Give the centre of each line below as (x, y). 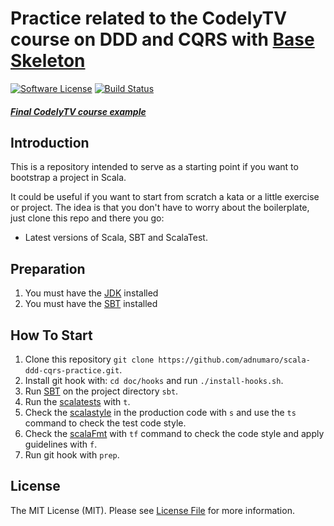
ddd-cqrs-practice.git (72, 370)
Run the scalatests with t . (77, 401)
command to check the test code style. (105, 423)
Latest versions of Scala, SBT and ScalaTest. (116, 238)
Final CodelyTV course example (78, 111)
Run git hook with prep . (72, 454)
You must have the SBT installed (91, 304)
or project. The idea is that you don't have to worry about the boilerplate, (160, 208)
